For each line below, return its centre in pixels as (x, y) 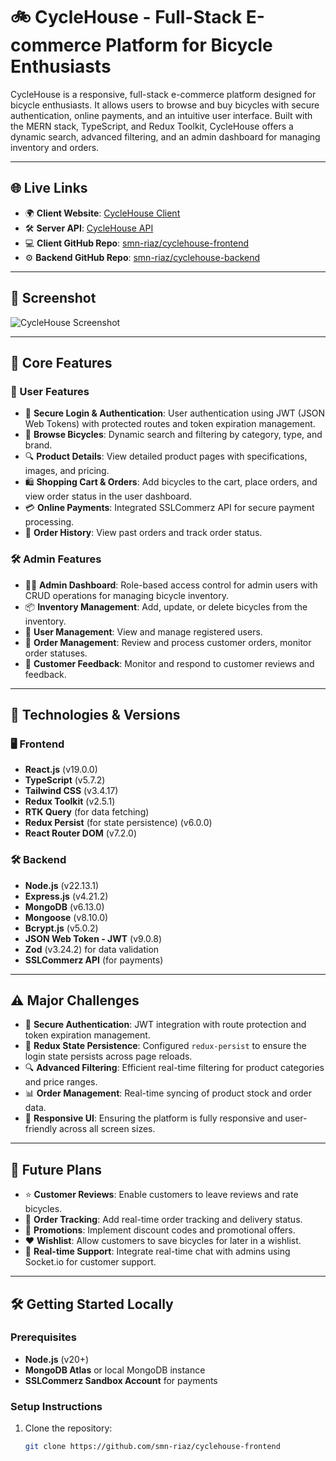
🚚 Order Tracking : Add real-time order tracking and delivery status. (163, 1220)
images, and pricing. (67, 471)
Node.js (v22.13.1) (61, 885)
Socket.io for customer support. (90, 1262)
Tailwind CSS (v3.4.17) (71, 791)
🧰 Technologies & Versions (95, 714)
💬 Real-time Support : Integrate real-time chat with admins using (157, 1251)
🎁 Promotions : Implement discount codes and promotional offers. (160, 1230)
